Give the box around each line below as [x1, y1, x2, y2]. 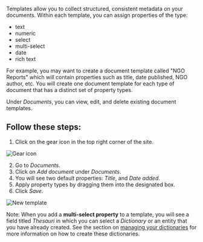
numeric [14, 30, 36, 37]
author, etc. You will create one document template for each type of [6, 80, 175, 87]
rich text [14, 56, 36, 62]
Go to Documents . [14, 162, 60, 169]
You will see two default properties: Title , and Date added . [14, 174, 160, 181]
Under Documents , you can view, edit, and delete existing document [6, 98, 176, 105]
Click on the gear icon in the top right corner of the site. [14, 138, 154, 145]
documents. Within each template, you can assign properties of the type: [6, 11, 188, 19]
